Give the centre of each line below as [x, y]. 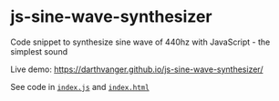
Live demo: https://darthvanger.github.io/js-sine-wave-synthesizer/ [137, 69]
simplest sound [39, 51]
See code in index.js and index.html [80, 86]
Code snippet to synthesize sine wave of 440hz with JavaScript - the [140, 42]
